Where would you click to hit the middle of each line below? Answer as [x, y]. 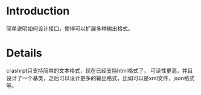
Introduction [38, 11]
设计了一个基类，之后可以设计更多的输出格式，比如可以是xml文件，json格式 [101, 78]
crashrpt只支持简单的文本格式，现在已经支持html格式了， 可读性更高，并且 [100, 70]
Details [24, 53]
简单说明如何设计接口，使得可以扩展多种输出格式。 [70, 28]
